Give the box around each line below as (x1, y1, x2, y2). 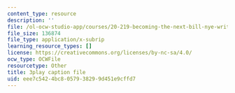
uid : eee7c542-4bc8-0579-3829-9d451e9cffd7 (7, 75, 136, 83)
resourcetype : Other (7, 62, 68, 69)
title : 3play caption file (7, 69, 86, 76)
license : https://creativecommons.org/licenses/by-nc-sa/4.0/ (7, 50, 192, 57)
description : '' (7, 17, 55, 24)
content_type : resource (7, 10, 77, 17)
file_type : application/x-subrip (7, 36, 105, 43)
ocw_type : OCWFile (7, 56, 61, 63)
